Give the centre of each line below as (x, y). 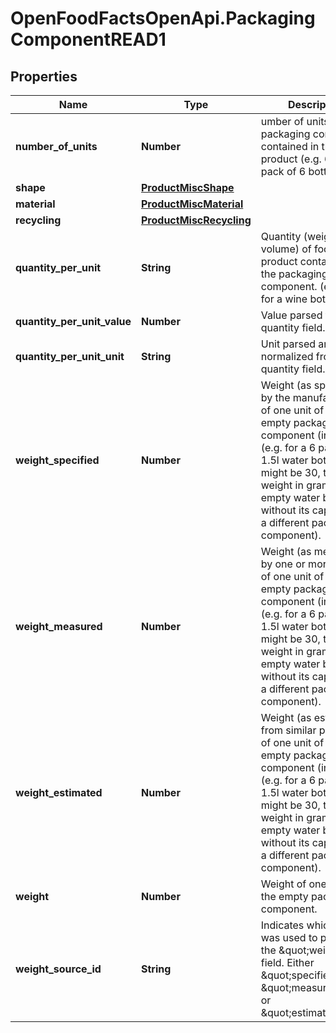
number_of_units (56, 146)
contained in (290, 146)
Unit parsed (288, 344)
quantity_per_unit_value (73, 321)
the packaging (294, 274)
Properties (44, 76)
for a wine (284, 299)
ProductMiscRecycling (196, 220)
